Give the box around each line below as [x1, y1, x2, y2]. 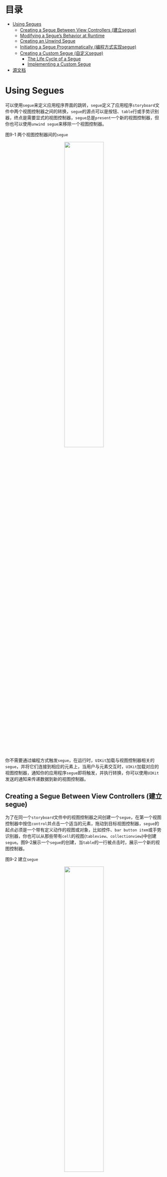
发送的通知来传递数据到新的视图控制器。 [5, 776, 88, 782]
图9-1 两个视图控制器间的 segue [5, 131, 68, 137]
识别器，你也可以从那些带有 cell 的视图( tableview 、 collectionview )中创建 [5, 833, 156, 839]
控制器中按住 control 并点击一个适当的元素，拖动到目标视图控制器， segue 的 [5, 820, 159, 826]
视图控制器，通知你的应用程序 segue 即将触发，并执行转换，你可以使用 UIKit [5, 770, 159, 776]
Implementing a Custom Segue [27, 61, 91, 67]
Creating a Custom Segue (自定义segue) [19, 50, 103, 56]
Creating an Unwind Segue [19, 38, 76, 44]
